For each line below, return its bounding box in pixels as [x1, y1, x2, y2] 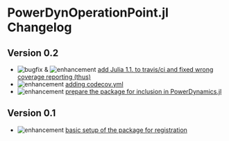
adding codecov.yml [65, 80, 124, 88]
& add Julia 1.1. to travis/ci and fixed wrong [44, 66, 214, 73]
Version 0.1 [7, 107, 56, 119]
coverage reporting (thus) [17, 73, 92, 81]
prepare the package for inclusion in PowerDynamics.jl [65, 88, 222, 95]
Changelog [7, 19, 72, 35]
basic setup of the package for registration [65, 126, 187, 134]
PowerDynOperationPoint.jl [7, 5, 169, 21]
